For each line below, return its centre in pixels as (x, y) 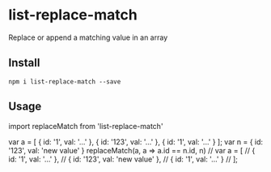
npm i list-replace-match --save (65, 82)
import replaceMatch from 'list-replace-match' (86, 126)
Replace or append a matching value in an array (88, 37)
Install (24, 63)
